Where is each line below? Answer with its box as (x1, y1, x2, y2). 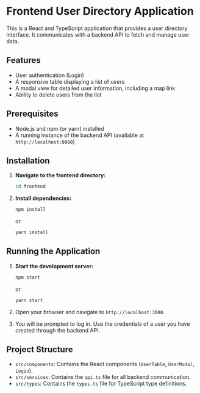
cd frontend (15, 183, 46, 190)
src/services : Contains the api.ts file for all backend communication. (15, 373, 191, 381)
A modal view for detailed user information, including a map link (15, 84, 176, 92)
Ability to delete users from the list (15, 90, 102, 98)
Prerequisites (6, 109, 59, 119)
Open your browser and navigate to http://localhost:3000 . (15, 308, 165, 315)
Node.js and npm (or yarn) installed (15, 125, 105, 132)
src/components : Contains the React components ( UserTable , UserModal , (15, 361, 195, 368)
